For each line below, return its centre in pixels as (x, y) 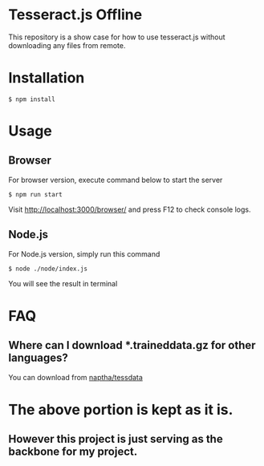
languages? (38, 358)
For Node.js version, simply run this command (84, 253)
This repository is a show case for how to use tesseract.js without (117, 37)
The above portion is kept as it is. (121, 409)
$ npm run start (35, 194)
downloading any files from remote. (67, 45)
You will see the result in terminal (63, 283)
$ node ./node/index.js (48, 269)
